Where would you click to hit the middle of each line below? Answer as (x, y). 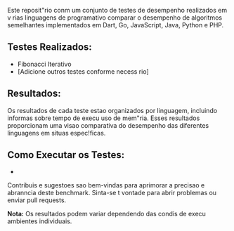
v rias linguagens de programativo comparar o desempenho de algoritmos (115, 18)
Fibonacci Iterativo (44, 64)
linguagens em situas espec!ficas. (57, 133)
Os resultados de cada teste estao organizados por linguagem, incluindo (112, 110)
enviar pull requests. (37, 200)
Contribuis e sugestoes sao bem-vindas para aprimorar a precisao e (106, 185)
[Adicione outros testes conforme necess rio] (83, 71)
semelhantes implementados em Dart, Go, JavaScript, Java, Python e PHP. (116, 25)
